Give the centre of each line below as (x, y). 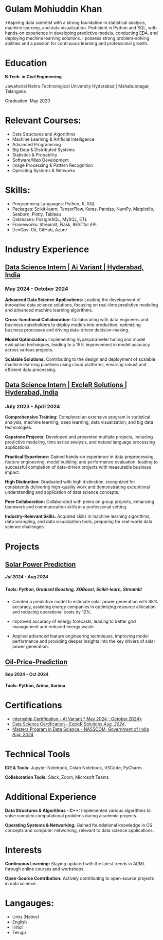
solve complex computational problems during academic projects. (71, 815)
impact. (13, 472)
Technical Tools (38, 754)
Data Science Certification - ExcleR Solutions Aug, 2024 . (69, 724)
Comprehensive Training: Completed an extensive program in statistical (78, 417)
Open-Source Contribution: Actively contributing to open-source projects (80, 878)
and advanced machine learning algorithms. (49, 310)
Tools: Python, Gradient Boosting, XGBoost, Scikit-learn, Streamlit (73, 589)
